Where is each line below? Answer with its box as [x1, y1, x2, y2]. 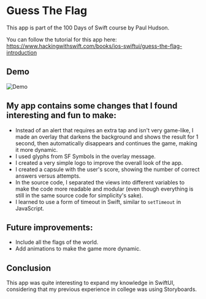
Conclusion [6, 263, 51, 273]
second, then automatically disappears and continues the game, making [15, 139, 197, 147]
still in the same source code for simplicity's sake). [15, 191, 143, 199]
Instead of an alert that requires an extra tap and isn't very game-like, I [15, 126, 194, 134]
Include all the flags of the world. [15, 238, 99, 246]
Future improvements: [6, 222, 93, 233]
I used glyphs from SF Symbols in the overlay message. [15, 153, 156, 160]
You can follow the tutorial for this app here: [6, 36, 117, 43]
